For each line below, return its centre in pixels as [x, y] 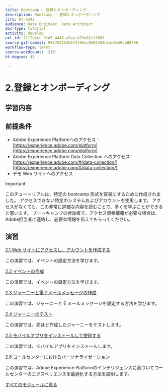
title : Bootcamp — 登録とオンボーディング [46, 10]
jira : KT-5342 [20, 19]
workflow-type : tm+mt [28, 47]
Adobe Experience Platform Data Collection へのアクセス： [73, 156]
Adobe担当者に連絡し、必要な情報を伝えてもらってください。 [69, 219]
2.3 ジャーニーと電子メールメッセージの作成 [51, 292]
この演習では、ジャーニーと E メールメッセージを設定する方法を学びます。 [82, 303]
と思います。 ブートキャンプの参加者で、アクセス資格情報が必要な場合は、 [82, 213]
